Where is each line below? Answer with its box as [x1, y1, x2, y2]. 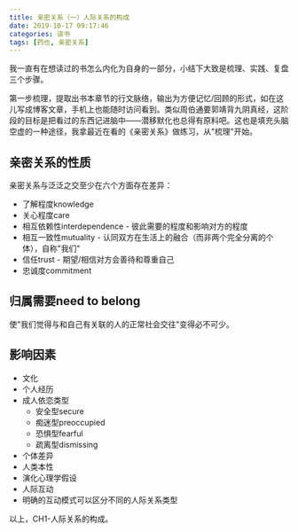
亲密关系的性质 [9, 154, 91, 169]
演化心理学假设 [21, 472, 77, 483]
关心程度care [21, 210, 70, 221]
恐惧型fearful [35, 427, 83, 439]
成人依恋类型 [21, 395, 69, 405]
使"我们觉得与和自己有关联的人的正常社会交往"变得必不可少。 [9, 318, 235, 329]
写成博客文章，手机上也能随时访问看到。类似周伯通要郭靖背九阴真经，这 [16, 104, 281, 115]
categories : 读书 [9, 29, 71, 38]
